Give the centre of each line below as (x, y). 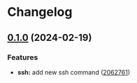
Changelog (40, 12)
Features (23, 57)
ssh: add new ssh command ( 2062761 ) (74, 72)
